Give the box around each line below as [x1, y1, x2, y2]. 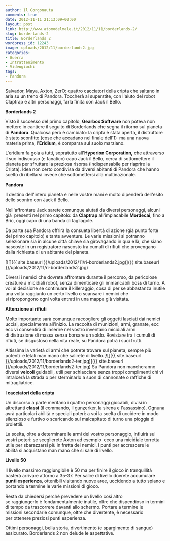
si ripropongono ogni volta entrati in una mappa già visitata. [5, 296, 130, 302]
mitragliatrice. [5, 379, 35, 385]
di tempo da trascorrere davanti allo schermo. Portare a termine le [5, 504, 144, 510]
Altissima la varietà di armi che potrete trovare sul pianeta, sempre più [5, 347, 152, 353]
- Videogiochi [5, 64, 36, 69]
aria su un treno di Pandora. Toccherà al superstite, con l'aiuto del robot [5, 93, 156, 99]
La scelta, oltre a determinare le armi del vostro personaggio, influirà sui [5, 431, 156, 437]
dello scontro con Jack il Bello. [5, 197, 70, 203]
